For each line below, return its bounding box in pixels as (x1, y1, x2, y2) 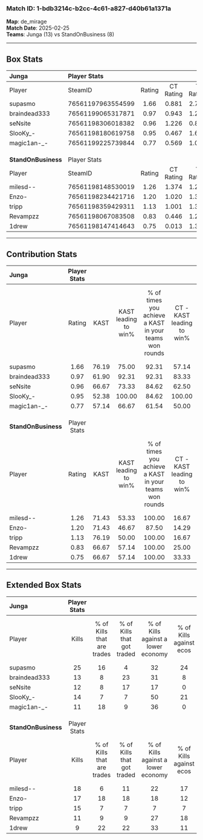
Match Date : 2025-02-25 (6, 24, 69, 31)
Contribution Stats (6, 249, 77, 259)
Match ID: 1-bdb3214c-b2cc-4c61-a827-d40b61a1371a (6, 4, 171, 13)
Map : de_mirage (6, 18, 47, 25)
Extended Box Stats (6, 580, 82, 590)
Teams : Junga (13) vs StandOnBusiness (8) (6, 31, 115, 38)
